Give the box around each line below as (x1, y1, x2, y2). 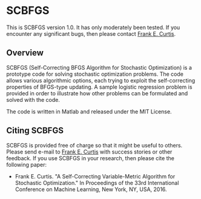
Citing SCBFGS (6, 126, 64, 136)
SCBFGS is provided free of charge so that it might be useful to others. (6, 141, 183, 149)
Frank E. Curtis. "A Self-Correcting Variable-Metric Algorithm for (15, 172, 176, 180)
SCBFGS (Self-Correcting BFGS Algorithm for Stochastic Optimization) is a (6, 64, 192, 71)
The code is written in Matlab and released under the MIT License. (6, 107, 172, 115)
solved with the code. (6, 96, 61, 103)
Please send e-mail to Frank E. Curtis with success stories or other (6, 148, 173, 155)
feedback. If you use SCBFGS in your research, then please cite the (6, 154, 174, 161)
